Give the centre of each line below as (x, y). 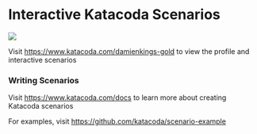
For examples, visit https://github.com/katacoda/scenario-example (117, 121)
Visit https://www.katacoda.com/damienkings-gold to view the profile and (129, 51)
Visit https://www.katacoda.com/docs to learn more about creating (117, 98)
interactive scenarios (42, 59)
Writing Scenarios (44, 80)
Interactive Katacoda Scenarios (114, 15)
